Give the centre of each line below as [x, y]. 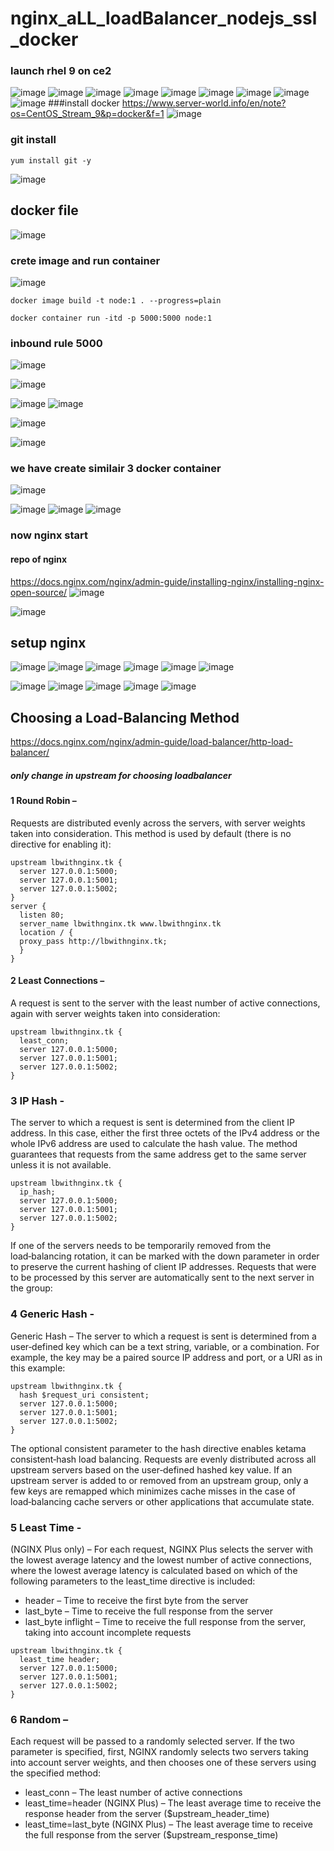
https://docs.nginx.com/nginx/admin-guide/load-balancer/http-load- [151, 742]
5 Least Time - [46, 1527]
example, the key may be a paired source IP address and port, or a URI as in [166, 1357]
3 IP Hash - [37, 1100]
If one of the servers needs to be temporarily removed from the [141, 1246]
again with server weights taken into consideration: [115, 1014]
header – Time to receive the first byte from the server [136, 1600]
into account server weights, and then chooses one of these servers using [163, 1763]
